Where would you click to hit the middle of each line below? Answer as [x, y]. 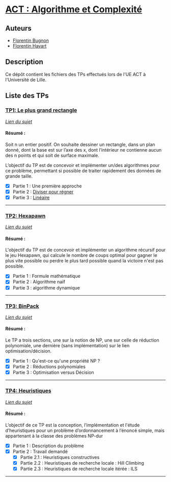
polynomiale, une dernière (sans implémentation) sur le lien [67, 346]
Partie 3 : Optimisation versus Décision [53, 372]
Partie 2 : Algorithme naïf [39, 282]
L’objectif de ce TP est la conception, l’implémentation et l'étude [73, 425]
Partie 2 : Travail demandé [40, 451]
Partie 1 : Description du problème [48, 446]
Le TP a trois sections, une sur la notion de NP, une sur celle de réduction [82, 340]
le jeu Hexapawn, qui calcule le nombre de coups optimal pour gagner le [81, 255]
